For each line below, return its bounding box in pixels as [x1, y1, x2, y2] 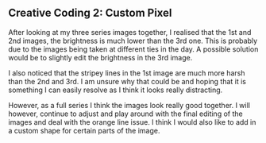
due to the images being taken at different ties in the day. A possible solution [8, 44, 259, 54]
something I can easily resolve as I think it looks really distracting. [8, 85, 223, 95]
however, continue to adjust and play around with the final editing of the [8, 109, 244, 118]
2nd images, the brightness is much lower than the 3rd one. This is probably [8, 36, 258, 45]
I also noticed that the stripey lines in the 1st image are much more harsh [8, 68, 245, 78]
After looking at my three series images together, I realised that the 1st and [8, 27, 252, 37]
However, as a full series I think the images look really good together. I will [8, 100, 250, 110]
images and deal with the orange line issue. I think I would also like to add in [8, 117, 256, 126]
